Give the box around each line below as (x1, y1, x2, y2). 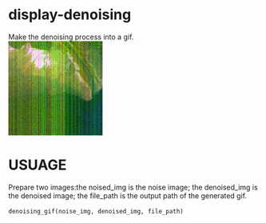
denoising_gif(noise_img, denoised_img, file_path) (8, 207, 184, 215)
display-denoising (8, 6, 132, 24)
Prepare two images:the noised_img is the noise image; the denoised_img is (8, 182, 258, 192)
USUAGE (8, 156, 67, 174)
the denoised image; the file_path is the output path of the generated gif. (8, 190, 248, 201)
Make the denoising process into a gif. (8, 32, 134, 42)
